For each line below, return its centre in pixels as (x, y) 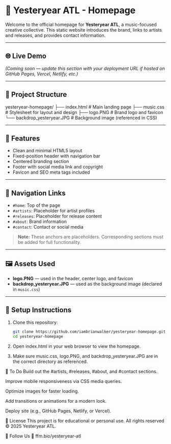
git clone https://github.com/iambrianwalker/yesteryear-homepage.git (89, 331)
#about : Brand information (40, 221)
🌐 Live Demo (26, 56)
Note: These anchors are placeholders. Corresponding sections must (91, 237)
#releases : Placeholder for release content (57, 216)
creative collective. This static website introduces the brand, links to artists (83, 30)
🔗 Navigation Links (36, 193)
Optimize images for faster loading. (42, 391)
